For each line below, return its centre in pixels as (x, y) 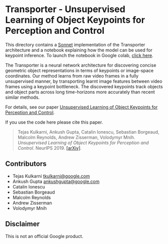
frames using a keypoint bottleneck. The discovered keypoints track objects (84, 86)
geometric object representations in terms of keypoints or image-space (79, 70)
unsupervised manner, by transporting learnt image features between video (84, 81)
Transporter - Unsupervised (65, 9)
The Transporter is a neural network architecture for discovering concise (81, 65)
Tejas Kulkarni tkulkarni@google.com (51, 176)
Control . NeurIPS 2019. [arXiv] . (49, 148)
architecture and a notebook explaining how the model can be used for (79, 50)
